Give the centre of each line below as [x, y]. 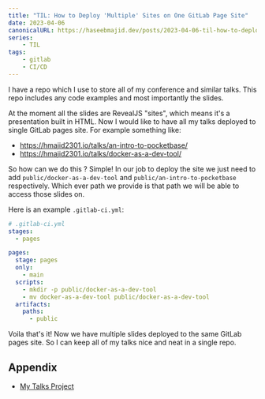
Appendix [33, 367]
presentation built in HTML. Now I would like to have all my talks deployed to [132, 121]
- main [33, 275]
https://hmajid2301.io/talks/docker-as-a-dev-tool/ [101, 153]
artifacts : [33, 304]
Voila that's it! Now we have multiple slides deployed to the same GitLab [125, 334]
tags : [17, 52]
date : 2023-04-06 [37, 23]
